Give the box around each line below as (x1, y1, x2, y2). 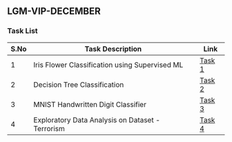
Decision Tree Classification (33, 79, 124, 89)
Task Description (84, 44, 142, 54)
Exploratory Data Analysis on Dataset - (33, 115, 161, 125)
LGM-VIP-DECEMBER (7, 6, 101, 17)
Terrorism (33, 123, 66, 133)
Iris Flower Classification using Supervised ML (33, 60, 184, 70)
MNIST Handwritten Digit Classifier (33, 99, 147, 109)
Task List (7, 26, 38, 36)
